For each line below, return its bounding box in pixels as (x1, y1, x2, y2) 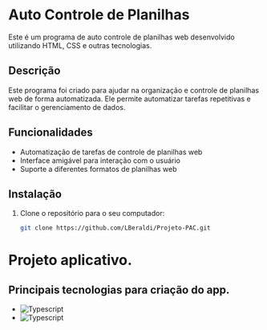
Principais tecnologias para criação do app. (8, 283, 230, 296)
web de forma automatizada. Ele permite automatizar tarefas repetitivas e (8, 94, 251, 104)
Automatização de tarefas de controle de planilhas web (19, 147, 203, 157)
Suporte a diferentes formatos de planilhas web (19, 164, 178, 173)
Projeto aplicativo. (8, 251, 132, 270)
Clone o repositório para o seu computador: (19, 209, 165, 218)
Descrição (8, 64, 61, 78)
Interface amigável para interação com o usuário (19, 155, 180, 165)
